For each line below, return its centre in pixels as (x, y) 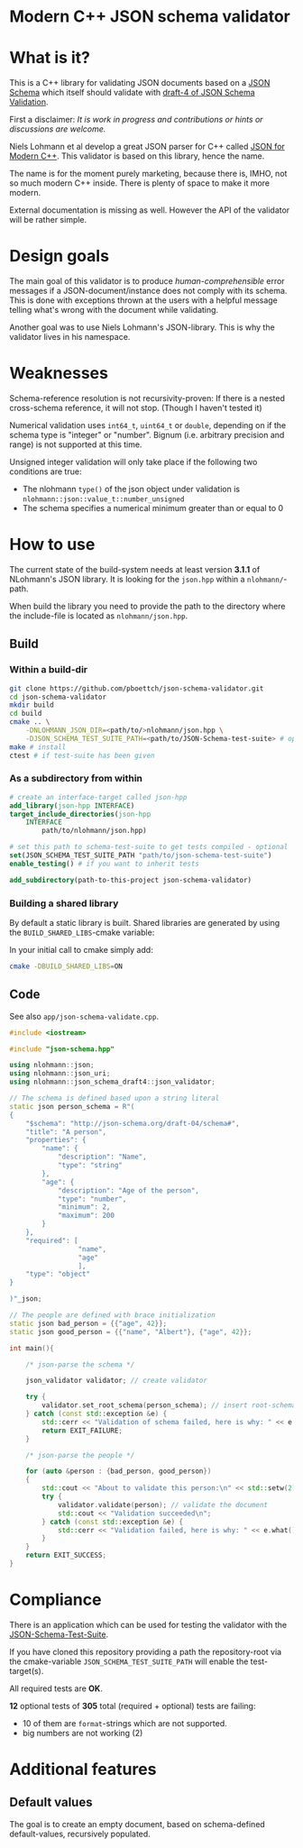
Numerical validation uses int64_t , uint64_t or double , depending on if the (148, 425)
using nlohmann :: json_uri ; (60, 1074)
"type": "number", (92, 1199)
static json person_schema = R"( (72, 1106)
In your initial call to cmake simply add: (81, 949)
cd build (26, 714)
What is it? (50, 58)
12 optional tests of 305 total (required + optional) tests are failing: (133, 1706)
